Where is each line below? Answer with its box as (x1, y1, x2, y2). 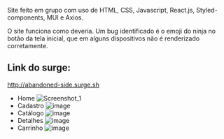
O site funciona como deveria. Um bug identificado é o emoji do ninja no (7, 27, 216, 35)
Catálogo (17, 108, 44, 117)
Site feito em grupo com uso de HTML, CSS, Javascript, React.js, (7, 6, 195, 14)
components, (7, 13, 45, 22)
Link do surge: (7, 62, 71, 74)
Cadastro (17, 101, 44, 110)
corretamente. (7, 42, 48, 50)
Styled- (195, 6, 218, 14)
